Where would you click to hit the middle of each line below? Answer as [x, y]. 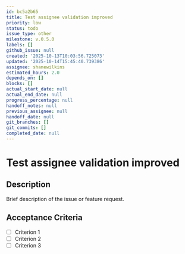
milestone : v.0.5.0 [30, 39]
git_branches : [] [28, 123]
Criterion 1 [27, 232]
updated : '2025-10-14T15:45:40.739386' [56, 61]
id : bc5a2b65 [22, 12]
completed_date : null [33, 134]
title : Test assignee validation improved [59, 17]
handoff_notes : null [32, 106]
